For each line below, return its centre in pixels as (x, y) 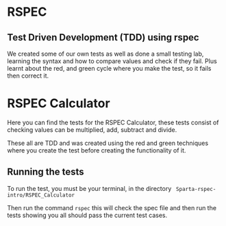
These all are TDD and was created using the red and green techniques (108, 143)
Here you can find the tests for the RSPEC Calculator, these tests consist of (113, 122)
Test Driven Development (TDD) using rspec (103, 37)
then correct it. (28, 76)
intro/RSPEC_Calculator (41, 195)
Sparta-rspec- (196, 189)
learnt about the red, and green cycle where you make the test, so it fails (109, 68)
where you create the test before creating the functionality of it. (97, 150)
